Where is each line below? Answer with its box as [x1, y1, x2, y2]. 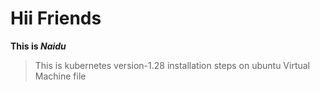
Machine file [34, 70, 87, 82]
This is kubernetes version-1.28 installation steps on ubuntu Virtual [34, 59, 310, 71]
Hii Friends [10, 7, 102, 30]
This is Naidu [10, 40, 67, 52]
